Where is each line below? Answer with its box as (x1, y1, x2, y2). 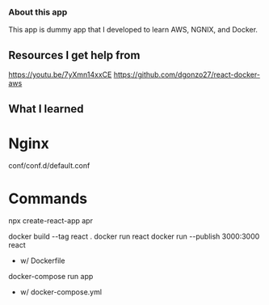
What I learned (8, 102, 84, 116)
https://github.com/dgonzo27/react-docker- (113, 70, 261, 79)
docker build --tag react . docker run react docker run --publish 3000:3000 (8, 231, 260, 241)
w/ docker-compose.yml (19, 287, 103, 297)
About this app (8, 6, 68, 18)
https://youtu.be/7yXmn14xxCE (8, 70, 112, 79)
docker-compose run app (8, 272, 94, 282)
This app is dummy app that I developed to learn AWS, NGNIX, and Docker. (8, 25, 258, 35)
